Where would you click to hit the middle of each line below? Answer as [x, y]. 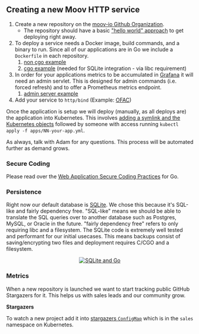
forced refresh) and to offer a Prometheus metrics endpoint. [88, 87]
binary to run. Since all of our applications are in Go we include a [94, 49]
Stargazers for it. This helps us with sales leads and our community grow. [96, 295]
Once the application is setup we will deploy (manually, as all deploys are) [97, 111]
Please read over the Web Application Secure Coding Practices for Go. [93, 177]
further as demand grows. [38, 148]
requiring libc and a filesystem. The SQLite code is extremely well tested [94, 230]
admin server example [51, 93]
